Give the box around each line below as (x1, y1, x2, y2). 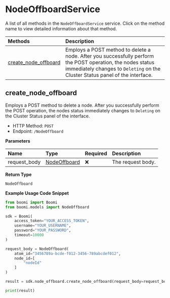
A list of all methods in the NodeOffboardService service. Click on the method (5, 20, 165, 26)
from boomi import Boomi (5, 200, 58, 205)
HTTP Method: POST (12, 122, 54, 129)
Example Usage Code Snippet (5, 190, 69, 196)
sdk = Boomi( (5, 214, 33, 219)
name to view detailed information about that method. (5, 25, 117, 31)
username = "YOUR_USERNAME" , (14, 223, 71, 228)
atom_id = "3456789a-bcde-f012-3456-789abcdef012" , (14, 251, 121, 256)
